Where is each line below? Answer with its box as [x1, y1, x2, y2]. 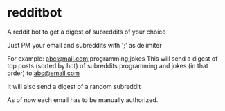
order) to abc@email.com [7, 69, 80, 77]
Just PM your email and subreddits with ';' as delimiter [7, 41, 163, 49]
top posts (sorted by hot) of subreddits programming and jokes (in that [7, 61, 209, 70]
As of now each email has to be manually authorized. [7, 95, 159, 104]
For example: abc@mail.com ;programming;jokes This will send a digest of [7, 54, 218, 63]
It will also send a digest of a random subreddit [7, 82, 141, 90]
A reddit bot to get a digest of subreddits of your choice [7, 28, 166, 36]
